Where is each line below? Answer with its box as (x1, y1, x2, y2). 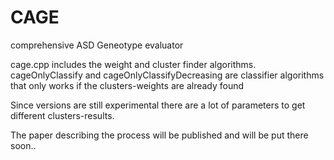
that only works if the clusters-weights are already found (10, 79, 245, 91)
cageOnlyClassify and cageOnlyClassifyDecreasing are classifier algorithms (10, 69, 325, 81)
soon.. (10, 139, 37, 151)
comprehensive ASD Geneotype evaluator (10, 39, 184, 51)
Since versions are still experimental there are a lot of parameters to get (10, 99, 306, 111)
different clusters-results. (10, 109, 115, 121)
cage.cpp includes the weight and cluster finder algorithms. (10, 58, 257, 70)
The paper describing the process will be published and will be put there (10, 129, 309, 141)
